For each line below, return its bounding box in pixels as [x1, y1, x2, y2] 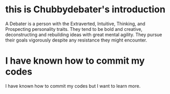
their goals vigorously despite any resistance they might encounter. [5, 37, 147, 43]
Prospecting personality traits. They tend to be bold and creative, [5, 26, 142, 32]
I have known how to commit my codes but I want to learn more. [5, 83, 141, 89]
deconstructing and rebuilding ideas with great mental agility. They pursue [5, 31, 162, 37]
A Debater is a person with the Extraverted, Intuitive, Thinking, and [5, 21, 146, 27]
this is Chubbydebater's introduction [5, 4, 165, 15]
